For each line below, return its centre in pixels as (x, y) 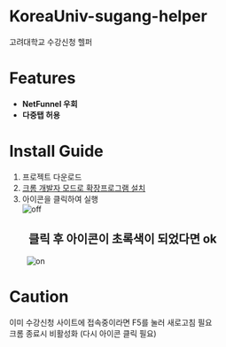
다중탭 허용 (41, 115)
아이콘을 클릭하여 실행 (60, 199)
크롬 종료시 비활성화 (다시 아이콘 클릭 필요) (83, 333)
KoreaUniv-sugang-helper (109, 16)
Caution (39, 296)
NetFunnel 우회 (50, 104)
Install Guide (56, 151)
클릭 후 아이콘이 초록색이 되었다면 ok (122, 239)
